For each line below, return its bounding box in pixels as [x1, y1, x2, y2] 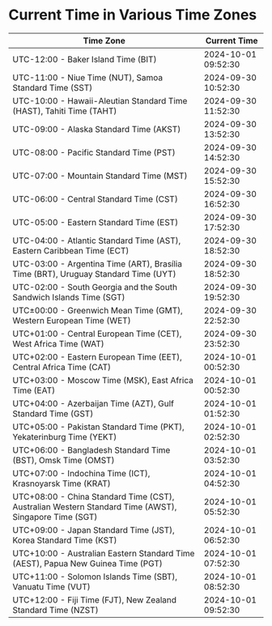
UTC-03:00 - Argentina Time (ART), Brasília [12, 258, 182, 269]
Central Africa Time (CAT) [12, 361, 112, 373]
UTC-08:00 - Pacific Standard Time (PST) [12, 147, 176, 158]
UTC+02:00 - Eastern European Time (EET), [12, 351, 182, 362]
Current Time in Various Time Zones [8, 6, 257, 24]
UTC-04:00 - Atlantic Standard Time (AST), [12, 235, 181, 246]
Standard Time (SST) [12, 82, 93, 93]
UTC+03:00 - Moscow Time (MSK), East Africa [12, 374, 194, 385]
